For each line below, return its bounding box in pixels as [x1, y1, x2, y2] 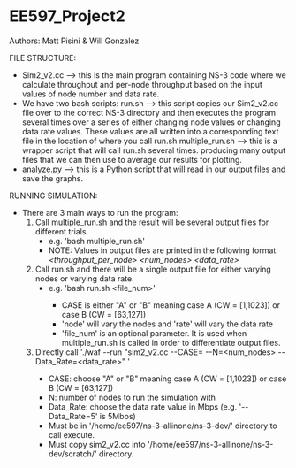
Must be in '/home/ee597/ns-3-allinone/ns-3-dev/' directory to [48, 420, 277, 431]
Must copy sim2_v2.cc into [48, 439, 146, 449]
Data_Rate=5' [48, 410, 98, 421]
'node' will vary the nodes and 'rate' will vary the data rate [61, 318, 274, 329]
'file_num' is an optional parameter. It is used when [61, 327, 247, 338]
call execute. [48, 429, 95, 440]
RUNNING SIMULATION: [9, 190, 98, 201]
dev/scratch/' [48, 449, 97, 459]
